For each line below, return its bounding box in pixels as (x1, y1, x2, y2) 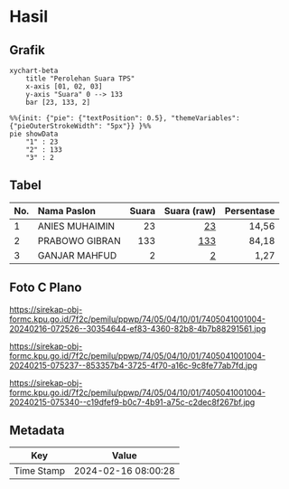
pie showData (9, 129, 59, 138)
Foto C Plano (9, 280, 82, 296)
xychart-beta (9, 66, 59, 75)
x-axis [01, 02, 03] (25, 82, 103, 91)
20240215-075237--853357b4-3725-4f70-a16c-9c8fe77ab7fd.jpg (9, 360, 257, 371)
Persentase (224, 204, 275, 217)
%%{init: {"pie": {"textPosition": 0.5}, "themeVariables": (9, 114, 241, 123)
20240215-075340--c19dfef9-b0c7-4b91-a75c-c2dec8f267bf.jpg (9, 396, 256, 408)
